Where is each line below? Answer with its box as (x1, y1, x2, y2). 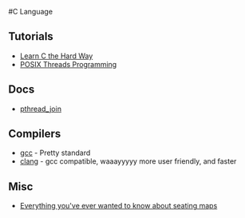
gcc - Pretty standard (19, 148, 91, 158)
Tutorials (8, 30, 53, 43)
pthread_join (19, 104, 62, 113)
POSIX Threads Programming (19, 59, 117, 69)
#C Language (8, 7, 53, 16)
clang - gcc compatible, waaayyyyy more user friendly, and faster (19, 157, 237, 166)
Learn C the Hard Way (19, 51, 93, 61)
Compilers (8, 127, 61, 141)
